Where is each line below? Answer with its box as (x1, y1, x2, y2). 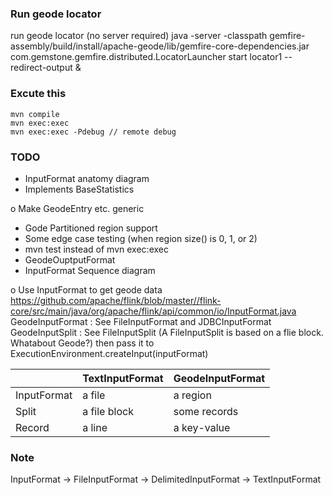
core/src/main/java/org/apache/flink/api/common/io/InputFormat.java (10, 305, 297, 317)
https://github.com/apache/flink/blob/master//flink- (10, 294, 222, 306)
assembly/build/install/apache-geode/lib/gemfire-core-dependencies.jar (10, 40, 310, 52)
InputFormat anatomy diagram (24, 172, 150, 184)
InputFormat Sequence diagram (24, 264, 156, 276)
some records (173, 404, 239, 418)
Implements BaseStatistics (24, 183, 135, 195)
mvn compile (10, 109, 60, 119)
